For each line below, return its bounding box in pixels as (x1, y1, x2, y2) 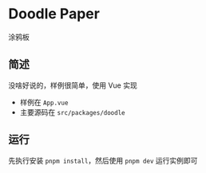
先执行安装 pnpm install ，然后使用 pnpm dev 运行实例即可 (8, 155, 198, 165)
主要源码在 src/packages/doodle (19, 107, 125, 116)
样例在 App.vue (19, 97, 69, 107)
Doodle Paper (8, 5, 100, 23)
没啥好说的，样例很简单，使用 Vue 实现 (8, 81, 137, 90)
